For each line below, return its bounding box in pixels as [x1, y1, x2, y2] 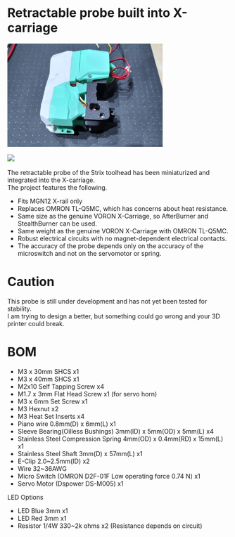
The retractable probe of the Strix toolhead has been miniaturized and [7, 168, 210, 176]
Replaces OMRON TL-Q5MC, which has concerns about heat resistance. [17, 204, 229, 212]
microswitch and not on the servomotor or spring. [17, 249, 162, 257]
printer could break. [7, 319, 65, 328]
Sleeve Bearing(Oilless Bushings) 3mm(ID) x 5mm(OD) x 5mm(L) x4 [17, 427, 215, 435]
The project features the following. [7, 183, 108, 191]
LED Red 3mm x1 [17, 514, 67, 522]
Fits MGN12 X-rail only [17, 197, 83, 205]
